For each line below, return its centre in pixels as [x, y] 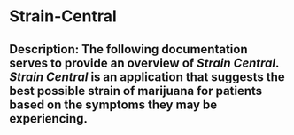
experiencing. [49, 119]
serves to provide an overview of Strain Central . [144, 63]
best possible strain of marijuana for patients [136, 91]
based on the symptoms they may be [113, 104]
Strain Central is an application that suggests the [147, 77]
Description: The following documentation [128, 49]
